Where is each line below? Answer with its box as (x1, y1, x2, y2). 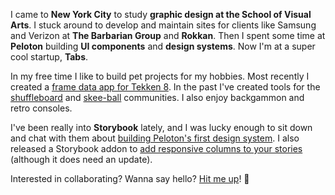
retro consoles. (10, 102, 73, 114)
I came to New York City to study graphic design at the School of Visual (10, 9, 312, 20)
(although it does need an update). (10, 154, 153, 165)
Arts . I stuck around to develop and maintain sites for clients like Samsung (10, 19, 317, 31)
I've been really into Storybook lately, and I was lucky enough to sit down (10, 122, 313, 133)
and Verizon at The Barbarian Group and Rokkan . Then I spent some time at (10, 30, 326, 41)
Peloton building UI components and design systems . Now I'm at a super (10, 40, 316, 52)
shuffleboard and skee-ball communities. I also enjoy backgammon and (10, 92, 305, 103)
